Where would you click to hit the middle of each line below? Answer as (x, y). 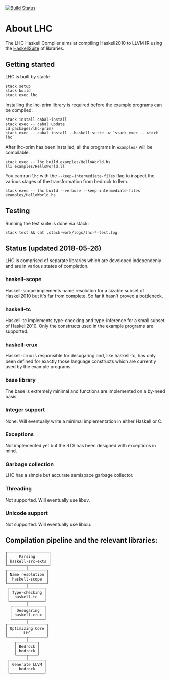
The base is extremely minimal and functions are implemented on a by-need (85, 391)
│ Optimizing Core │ (27, 628)
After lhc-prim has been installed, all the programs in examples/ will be (79, 147)
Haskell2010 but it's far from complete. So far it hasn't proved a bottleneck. (84, 296)
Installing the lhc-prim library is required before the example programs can (84, 105)
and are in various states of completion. (47, 266)
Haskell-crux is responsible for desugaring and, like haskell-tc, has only (80, 356)
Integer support (25, 410)
